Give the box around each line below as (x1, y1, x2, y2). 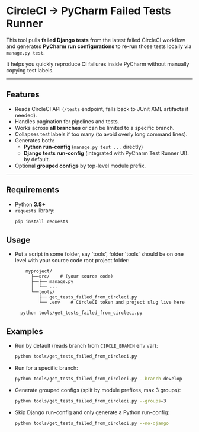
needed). (14, 112, 37, 119)
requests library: (14, 207, 55, 214)
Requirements (6, 185, 59, 195)
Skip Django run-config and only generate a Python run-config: (14, 408, 170, 416)
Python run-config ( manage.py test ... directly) (23, 143, 143, 150)
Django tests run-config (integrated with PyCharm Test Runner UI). (23, 150, 190, 157)
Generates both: (14, 136, 54, 144)
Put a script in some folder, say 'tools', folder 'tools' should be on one (14, 250, 184, 258)
